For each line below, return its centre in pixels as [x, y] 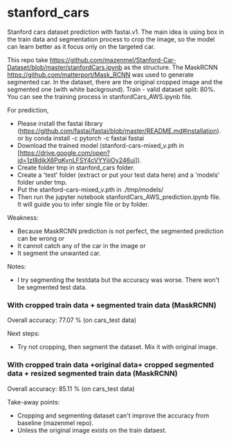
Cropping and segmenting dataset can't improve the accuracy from [113, 415]
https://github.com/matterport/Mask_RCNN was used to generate [101, 75]
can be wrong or [41, 238]
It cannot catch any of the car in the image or [82, 245]
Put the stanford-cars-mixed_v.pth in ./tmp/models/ [90, 189]
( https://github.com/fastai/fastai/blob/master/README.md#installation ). [119, 131]
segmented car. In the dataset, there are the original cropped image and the [115, 82]
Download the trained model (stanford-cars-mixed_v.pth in [101, 145]
